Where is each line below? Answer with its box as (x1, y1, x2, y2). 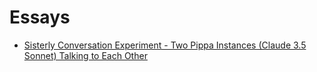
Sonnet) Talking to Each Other (23, 49, 148, 61)
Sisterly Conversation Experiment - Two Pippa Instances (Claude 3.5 (23, 39, 307, 51)
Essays (9, 6, 71, 29)
